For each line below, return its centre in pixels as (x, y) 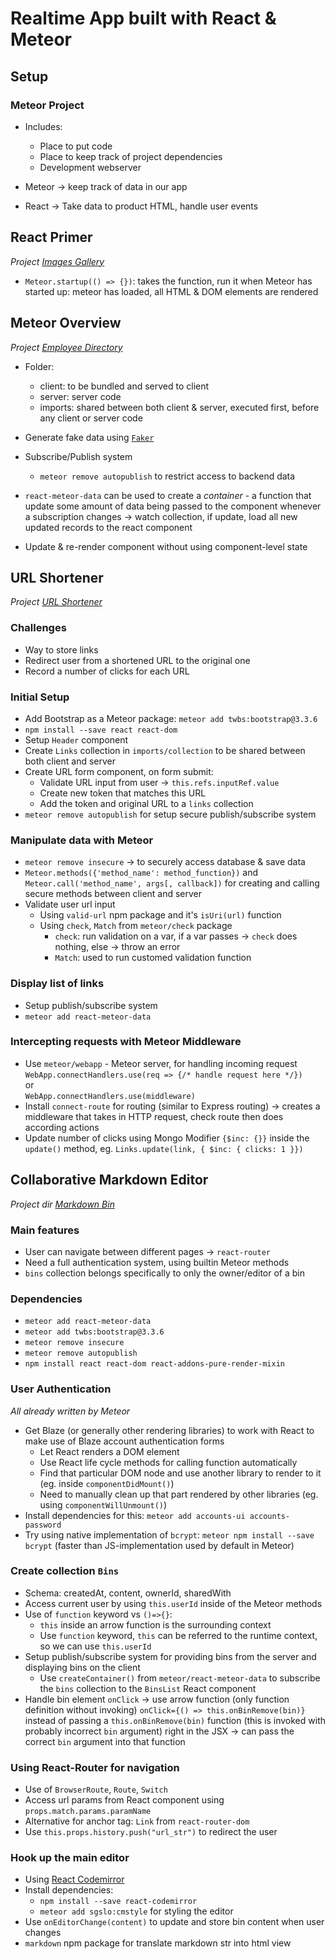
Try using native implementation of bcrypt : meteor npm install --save (169, 1534)
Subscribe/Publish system (78, 456)
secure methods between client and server (113, 894)
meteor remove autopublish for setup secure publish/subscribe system (170, 814)
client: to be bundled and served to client (124, 386)
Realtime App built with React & (143, 18)
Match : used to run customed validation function (153, 958)
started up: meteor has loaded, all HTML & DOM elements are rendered (171, 291)
